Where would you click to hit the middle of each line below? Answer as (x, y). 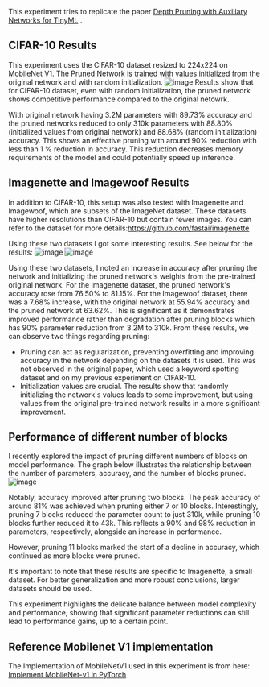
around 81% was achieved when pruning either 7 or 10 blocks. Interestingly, (133, 506)
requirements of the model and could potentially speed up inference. (122, 157)
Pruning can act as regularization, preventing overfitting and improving (137, 352)
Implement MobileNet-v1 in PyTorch (67, 675)
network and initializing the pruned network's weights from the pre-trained (132, 276)
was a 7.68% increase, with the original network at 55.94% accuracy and (129, 302)
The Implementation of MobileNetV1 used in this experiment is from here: (129, 666)
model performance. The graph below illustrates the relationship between (130, 465)
